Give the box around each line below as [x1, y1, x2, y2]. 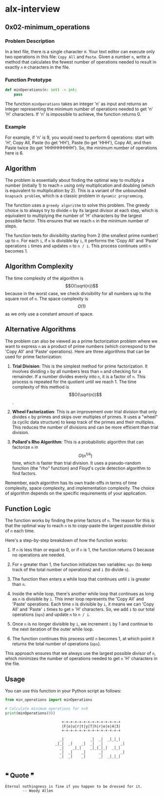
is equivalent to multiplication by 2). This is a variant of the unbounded [5, 188, 146, 194]
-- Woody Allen [22, 788, 54, 794]
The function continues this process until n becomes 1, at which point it [12, 636, 155, 642]
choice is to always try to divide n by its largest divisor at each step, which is [5, 208, 158, 214]
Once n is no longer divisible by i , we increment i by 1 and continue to [12, 621, 153, 627]
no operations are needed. [12, 552, 66, 558]
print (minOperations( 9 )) [5, 711, 55, 715]
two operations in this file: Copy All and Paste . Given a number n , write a [5, 54, 150, 60]
